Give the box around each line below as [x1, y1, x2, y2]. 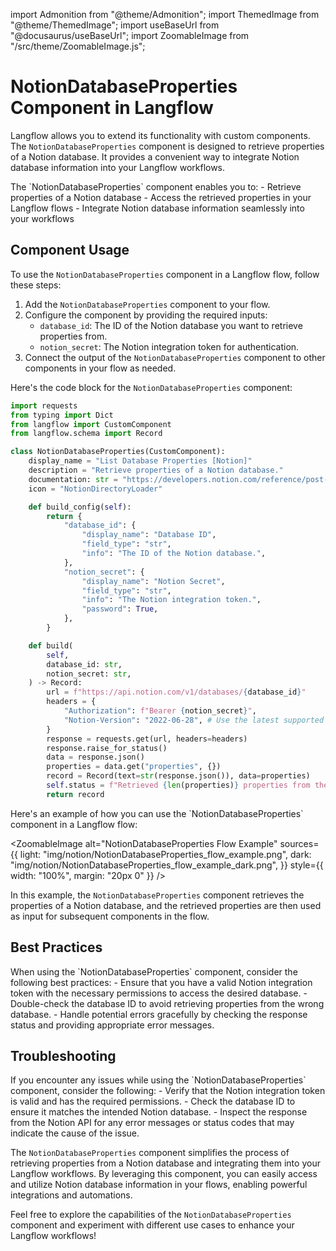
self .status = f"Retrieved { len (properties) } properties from [46, 780, 311, 790]
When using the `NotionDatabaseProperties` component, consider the [10, 965, 298, 978]
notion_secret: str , [46, 669, 132, 679]
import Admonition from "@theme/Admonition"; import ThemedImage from [10, 9, 320, 20]
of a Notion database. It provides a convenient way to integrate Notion [10, 150, 300, 163]
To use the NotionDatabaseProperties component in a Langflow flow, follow [10, 268, 320, 280]
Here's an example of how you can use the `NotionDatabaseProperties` [10, 807, 304, 819]
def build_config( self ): [28, 502, 132, 512]
